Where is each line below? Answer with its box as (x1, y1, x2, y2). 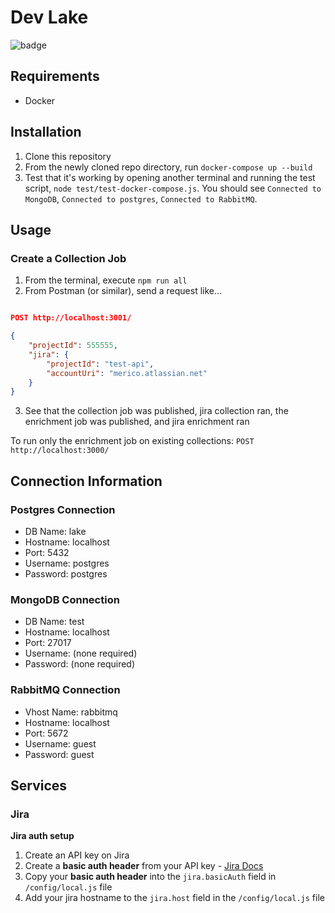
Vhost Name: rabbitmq (24, 706, 118, 718)
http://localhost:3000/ (10, 446, 110, 456)
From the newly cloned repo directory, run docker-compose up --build (24, 161, 313, 173)
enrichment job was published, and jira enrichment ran (24, 416, 250, 428)
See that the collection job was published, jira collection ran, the (24, 405, 289, 417)
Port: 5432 (24, 546, 70, 558)
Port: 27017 (24, 637, 72, 649)
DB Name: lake (24, 525, 87, 537)
